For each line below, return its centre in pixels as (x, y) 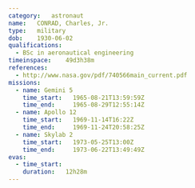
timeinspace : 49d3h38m (51, 61)
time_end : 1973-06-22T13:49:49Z (84, 150)
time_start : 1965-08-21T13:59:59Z (84, 98)
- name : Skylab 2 (44, 134)
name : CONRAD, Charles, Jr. (59, 23)
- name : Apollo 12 (46, 113)
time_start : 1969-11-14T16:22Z (78, 120)
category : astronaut (46, 16)
